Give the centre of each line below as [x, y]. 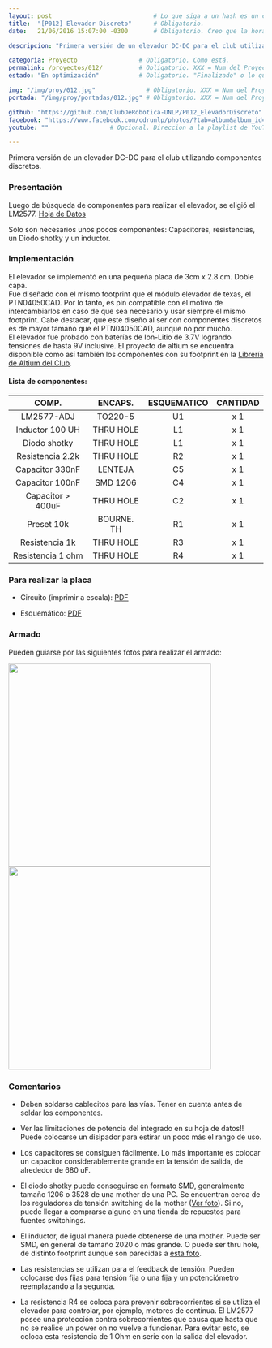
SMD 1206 [115, 482]
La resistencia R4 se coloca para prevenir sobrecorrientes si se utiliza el [140, 1302]
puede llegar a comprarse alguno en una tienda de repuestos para [130, 1212]
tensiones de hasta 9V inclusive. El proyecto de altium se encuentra [121, 345]
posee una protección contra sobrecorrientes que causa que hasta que [139, 1319]
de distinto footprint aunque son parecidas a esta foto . [111, 1253]
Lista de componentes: [48, 382]
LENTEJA [116, 469]
